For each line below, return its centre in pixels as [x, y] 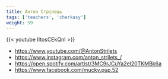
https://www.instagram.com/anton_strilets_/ [68, 58]
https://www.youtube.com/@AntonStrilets [66, 51]
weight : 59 [20, 23]
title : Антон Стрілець [34, 12]
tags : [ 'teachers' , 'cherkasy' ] [46, 17]
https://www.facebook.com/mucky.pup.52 [66, 70]
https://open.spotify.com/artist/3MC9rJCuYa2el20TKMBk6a [88, 64]
